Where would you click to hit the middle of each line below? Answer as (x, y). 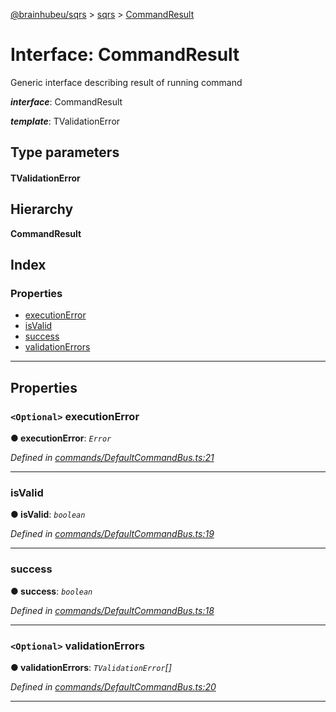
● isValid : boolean (48, 515)
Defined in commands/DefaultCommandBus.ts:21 (112, 458)
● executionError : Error (61, 438)
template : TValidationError (65, 121)
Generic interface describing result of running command (126, 82)
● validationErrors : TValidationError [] (91, 667)
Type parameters (65, 152)
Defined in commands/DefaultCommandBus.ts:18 (112, 610)
